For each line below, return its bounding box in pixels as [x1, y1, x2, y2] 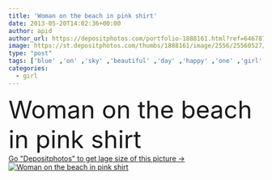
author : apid [8, 27, 53, 35]
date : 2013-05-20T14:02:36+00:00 [8, 19, 121, 27]
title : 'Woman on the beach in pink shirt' [8, 11, 158, 20]
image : [8, 42, 31, 50]
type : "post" [8, 49, 53, 57]
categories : [8, 65, 49, 73]
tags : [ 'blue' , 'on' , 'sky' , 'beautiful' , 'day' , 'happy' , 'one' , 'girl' [8, 57, 263, 65]
